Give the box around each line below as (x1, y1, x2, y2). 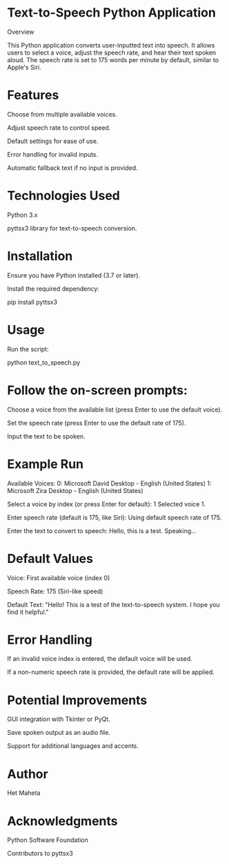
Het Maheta (7, 789, 41, 797)
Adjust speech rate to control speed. (7, 123, 111, 132)
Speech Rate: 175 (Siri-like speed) (7, 587, 103, 595)
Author (7, 766, 48, 782)
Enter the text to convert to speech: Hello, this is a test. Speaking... (7, 526, 197, 535)
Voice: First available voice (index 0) (7, 573, 110, 582)
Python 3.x (7, 211, 38, 219)
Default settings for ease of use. (7, 137, 99, 145)
